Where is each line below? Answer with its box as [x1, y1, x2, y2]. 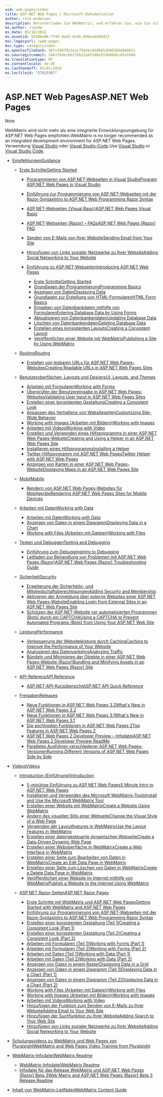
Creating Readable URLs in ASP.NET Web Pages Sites [45, 365, 153, 371]
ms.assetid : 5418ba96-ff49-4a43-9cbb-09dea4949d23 [5, 35, 110, 39]
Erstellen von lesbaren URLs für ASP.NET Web [26, 359, 119, 365]
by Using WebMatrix [33, 340, 75, 346]
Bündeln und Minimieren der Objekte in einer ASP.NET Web [26, 653, 146, 660]
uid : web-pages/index [5, 7, 49, 12]
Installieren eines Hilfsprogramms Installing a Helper [26, 446, 130, 451]
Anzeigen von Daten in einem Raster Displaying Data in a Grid [26, 961, 149, 967]
